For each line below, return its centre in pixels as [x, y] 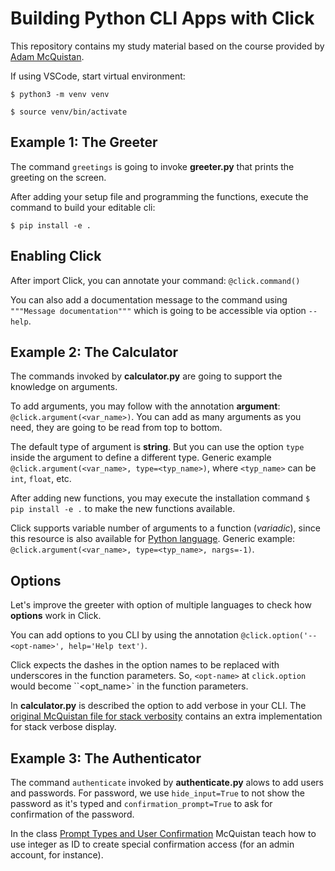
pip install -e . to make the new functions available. [123, 509]
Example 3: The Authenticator [106, 758]
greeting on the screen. [58, 177]
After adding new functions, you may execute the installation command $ [160, 498]
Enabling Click [56, 256]
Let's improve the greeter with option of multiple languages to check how [161, 605]
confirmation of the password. [72, 814]
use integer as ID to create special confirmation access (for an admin [152, 844]
